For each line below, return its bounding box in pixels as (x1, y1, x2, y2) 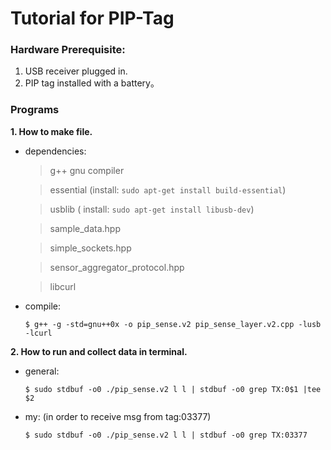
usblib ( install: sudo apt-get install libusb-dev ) (49, 203, 255, 215)
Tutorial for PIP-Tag (10, 7, 175, 30)
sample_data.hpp (49, 222, 122, 234)
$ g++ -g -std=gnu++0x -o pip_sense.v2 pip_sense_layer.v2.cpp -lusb (24, 319, 322, 329)
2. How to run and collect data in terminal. (10, 345, 188, 357)
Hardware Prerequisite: (10, 43, 126, 57)
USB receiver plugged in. (24, 65, 128, 77)
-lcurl (24, 328, 53, 338)
